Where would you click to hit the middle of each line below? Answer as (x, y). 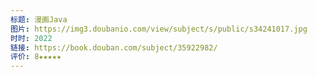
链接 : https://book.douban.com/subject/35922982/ (114, 47)
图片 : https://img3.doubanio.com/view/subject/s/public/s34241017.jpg (159, 29)
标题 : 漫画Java (39, 19)
